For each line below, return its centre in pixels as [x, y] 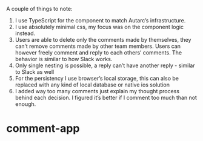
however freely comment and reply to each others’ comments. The [98, 53]
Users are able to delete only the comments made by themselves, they [103, 40]
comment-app [43, 129]
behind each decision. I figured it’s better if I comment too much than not [106, 97]
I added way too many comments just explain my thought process [97, 91]
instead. [25, 33]
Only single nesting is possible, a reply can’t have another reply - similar [105, 65]
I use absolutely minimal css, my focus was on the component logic [99, 27]
